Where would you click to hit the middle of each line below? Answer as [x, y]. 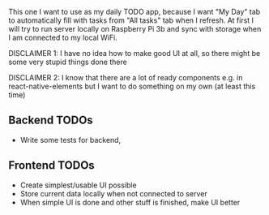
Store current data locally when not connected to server [114, 193]
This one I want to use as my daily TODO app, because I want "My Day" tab [134, 12]
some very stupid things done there [68, 62]
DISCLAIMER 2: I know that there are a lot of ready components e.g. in [126, 77]
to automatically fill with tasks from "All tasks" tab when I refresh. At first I [131, 20]
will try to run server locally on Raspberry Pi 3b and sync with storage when [135, 29]
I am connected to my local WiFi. [63, 37]
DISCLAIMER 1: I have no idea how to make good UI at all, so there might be [134, 53]
